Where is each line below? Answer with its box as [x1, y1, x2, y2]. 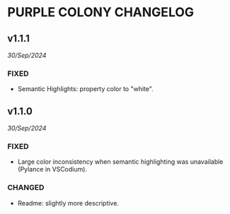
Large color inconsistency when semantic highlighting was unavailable [17, 157, 224, 166]
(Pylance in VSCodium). [17, 165, 87, 174]
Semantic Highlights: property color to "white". [17, 85, 154, 93]
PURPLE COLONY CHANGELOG [7, 4, 195, 20]
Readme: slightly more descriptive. [17, 198, 119, 207]
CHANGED [7, 183, 45, 193]
